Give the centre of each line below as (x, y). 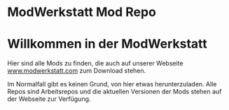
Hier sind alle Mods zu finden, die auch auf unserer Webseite (95, 63)
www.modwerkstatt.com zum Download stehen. (77, 71)
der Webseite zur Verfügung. (49, 99)
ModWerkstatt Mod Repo (82, 12)
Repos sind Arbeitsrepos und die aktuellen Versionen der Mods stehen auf (114, 92)
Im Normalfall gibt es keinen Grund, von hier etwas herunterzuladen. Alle (112, 84)
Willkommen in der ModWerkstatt (107, 44)
